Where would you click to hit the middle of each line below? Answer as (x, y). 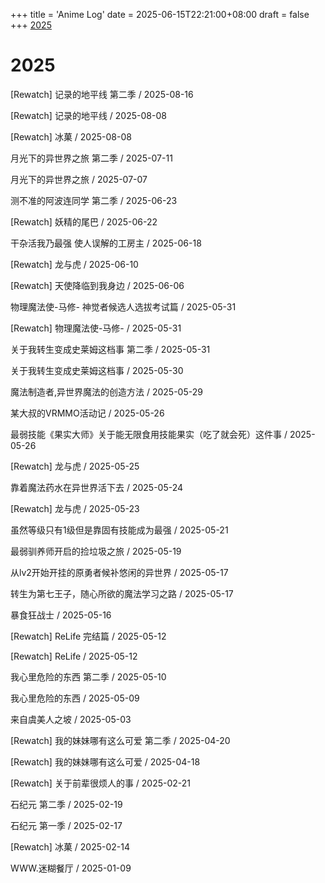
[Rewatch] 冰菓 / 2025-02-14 (70, 846)
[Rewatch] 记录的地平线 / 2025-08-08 (88, 115)
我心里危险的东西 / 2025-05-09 (75, 698)
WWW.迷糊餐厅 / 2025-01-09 (71, 868)
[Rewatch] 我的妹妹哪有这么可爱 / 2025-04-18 (105, 761)
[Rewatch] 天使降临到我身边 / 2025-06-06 (97, 285)
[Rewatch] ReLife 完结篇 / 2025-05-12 (88, 636)
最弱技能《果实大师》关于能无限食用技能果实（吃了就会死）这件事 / (149, 434)
